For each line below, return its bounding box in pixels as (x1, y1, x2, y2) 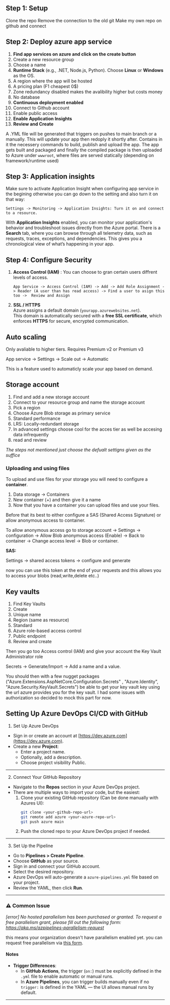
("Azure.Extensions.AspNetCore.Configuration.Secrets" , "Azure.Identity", (6, 678, 158, 685)
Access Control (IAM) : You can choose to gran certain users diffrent (13, 269, 157, 275)
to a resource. (6, 211, 38, 216)
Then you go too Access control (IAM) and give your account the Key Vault (6, 648, 161, 654)
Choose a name (13, 62, 46, 68)
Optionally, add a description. (20, 754, 82, 760)
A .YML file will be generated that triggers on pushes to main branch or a (6, 131, 157, 137)
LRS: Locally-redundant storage (13, 421, 80, 427)
